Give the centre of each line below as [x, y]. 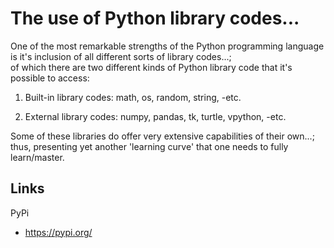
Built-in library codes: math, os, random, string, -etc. [133, 97]
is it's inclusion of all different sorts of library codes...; [121, 56]
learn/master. [37, 157]
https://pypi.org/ [58, 232]
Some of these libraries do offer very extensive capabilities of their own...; [162, 136]
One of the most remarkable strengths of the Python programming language [167, 46]
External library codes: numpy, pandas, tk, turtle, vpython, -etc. [155, 116]
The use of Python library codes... [155, 18]
